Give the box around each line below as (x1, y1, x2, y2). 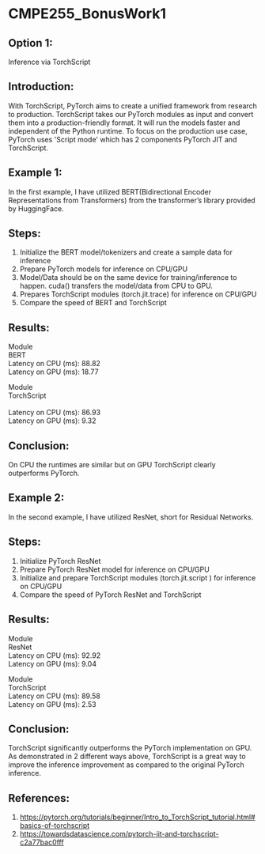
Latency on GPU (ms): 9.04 (8, 659, 97, 668)
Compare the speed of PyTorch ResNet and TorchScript (19, 590, 202, 599)
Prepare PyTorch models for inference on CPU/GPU (19, 264, 188, 274)
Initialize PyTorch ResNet (19, 556, 101, 565)
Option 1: (8, 36, 53, 50)
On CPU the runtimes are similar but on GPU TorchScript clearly (8, 460, 216, 470)
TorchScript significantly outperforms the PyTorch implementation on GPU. (8, 743, 252, 753)
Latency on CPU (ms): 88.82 (8, 359, 101, 368)
